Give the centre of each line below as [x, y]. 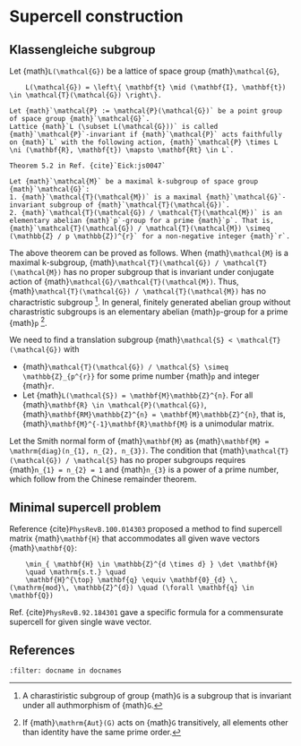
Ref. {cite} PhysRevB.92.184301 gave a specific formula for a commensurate [146, 613]
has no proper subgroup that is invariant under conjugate [169, 272]
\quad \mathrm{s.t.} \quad [76, 572]
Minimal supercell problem [85, 507]
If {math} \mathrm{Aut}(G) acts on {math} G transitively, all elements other [155, 722]
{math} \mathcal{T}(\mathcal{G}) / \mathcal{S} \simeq [125, 367]
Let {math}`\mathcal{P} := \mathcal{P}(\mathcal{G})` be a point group [146, 111]
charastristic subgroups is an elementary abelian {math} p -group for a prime [149, 312]
